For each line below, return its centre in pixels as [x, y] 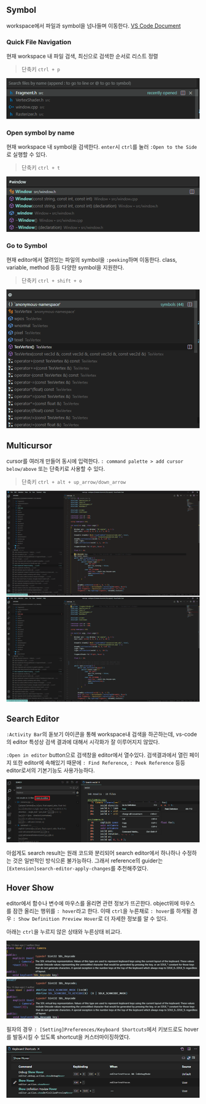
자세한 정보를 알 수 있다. [139, 919]
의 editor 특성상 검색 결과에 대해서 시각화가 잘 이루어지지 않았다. [83, 742]
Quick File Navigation [39, 42]
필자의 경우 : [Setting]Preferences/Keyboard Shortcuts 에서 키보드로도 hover [103, 1030]
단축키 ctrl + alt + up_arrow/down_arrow [74, 482]
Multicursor [29, 445]
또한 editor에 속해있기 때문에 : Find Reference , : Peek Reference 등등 [99, 763]
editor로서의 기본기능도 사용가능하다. [51, 770]
